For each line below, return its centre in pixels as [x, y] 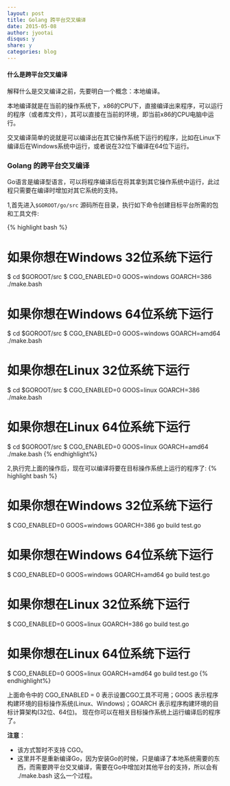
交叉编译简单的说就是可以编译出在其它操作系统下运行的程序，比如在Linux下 [114, 137]
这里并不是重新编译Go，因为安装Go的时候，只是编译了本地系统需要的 [115, 758]
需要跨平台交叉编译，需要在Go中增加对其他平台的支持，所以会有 [127, 767]
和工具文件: [23, 214]
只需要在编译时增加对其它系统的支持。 [67, 190]
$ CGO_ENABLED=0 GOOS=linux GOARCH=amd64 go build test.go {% [107, 673]
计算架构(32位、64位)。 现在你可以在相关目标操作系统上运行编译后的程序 [117, 712]
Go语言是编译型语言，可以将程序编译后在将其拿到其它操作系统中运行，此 [111, 182]
